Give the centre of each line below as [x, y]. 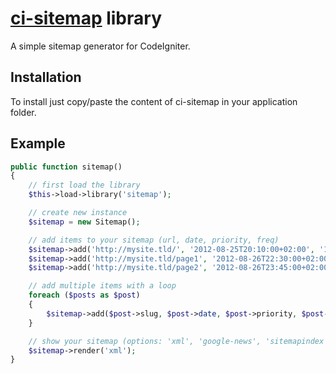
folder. [23, 112]
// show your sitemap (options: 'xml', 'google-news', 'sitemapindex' [178, 341]
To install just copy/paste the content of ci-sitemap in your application [154, 101]
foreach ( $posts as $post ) [84, 295]
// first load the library [84, 185]
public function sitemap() [66, 167]
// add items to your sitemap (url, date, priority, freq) [154, 240]
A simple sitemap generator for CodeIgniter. [100, 46]
